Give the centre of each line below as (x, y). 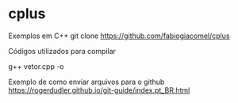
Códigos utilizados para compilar (62, 51)
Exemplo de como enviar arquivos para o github (86, 82)
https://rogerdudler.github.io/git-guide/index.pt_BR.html (99, 90)
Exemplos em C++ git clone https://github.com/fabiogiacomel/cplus (119, 36)
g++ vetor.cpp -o (36, 66)
